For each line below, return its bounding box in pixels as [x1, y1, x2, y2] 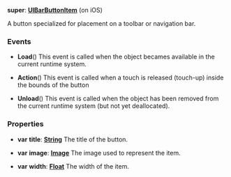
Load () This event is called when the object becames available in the [17, 52, 215, 61]
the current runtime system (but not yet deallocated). [17, 102, 170, 110]
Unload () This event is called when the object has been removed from [17, 94, 219, 103]
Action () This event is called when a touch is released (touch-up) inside [17, 73, 224, 82]
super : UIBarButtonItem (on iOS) [7, 6, 103, 14]
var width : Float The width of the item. [17, 162, 129, 170]
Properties [7, 119, 44, 129]
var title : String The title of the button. [17, 135, 128, 144]
